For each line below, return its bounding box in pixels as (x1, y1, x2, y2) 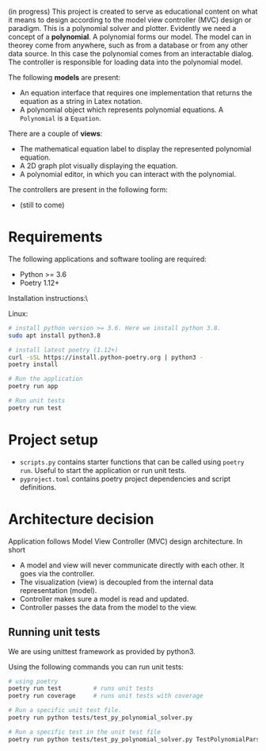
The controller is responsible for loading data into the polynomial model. (8, 57, 243, 67)
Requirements (8, 228, 103, 246)
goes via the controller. (19, 568, 95, 578)
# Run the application (8, 375, 83, 383)
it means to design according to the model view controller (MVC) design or (8, 15, 252, 25)
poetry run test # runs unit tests (8, 684, 154, 693)
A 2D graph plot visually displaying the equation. (19, 161, 178, 170)
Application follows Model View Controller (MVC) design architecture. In (8, 536, 243, 546)
